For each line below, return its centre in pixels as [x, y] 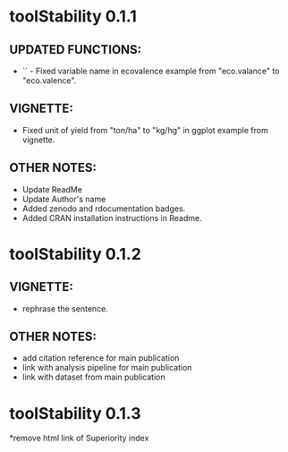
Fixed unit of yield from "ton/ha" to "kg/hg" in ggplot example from [145, 130]
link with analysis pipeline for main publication [107, 368]
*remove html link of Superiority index [79, 438]
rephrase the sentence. [65, 308]
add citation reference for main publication [101, 358]
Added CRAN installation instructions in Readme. [112, 217]
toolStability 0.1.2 [75, 254]
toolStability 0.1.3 [75, 413]
